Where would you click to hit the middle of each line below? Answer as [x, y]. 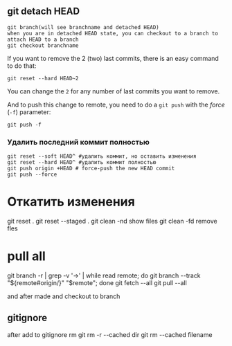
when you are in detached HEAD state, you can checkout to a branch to [113, 33]
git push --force [32, 175]
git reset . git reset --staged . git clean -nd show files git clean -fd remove [112, 221]
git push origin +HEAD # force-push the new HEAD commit [91, 169]
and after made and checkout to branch [64, 296]
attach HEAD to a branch [43, 39]
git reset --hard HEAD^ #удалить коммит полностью [82, 163]
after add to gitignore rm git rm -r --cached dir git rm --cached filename [110, 334]
